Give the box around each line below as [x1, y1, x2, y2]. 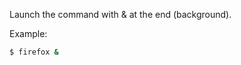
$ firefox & [9, 47, 59, 57]
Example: [9, 28, 48, 39]
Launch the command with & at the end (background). [9, 9, 232, 20]
